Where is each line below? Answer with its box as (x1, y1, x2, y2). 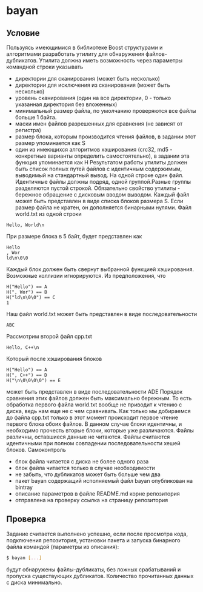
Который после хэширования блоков (6, 355, 102, 362)
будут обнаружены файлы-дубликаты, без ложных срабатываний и (6, 565, 181, 573)
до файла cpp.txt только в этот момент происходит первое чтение (6, 414, 179, 421)
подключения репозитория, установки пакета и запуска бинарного (6, 536, 181, 543)
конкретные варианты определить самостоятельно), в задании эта (15, 152, 190, 160)
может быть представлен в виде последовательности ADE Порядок (6, 388, 183, 395)
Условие (6, 28, 40, 38)
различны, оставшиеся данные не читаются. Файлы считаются (6, 433, 170, 440)
